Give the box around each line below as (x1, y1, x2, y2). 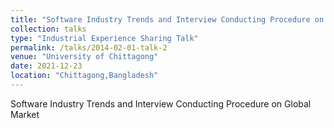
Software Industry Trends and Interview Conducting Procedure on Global (10, 97, 312, 110)
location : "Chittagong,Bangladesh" (10, 71, 159, 81)
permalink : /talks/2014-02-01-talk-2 (10, 42, 168, 53)
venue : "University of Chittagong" (10, 52, 159, 62)
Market (10, 108, 40, 120)
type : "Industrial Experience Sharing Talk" (10, 33, 199, 43)
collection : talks (10, 24, 87, 34)
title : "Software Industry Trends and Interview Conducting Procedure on (10, 14, 325, 25)
